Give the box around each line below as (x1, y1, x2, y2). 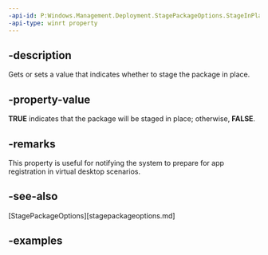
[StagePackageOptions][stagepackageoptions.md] (8, 210, 175, 220)
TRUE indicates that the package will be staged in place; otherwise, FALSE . (8, 114, 256, 124)
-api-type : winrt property (8, 19, 98, 27)
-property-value (8, 92, 91, 106)
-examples (8, 234, 63, 248)
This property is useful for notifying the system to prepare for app (8, 158, 225, 167)
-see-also (8, 190, 58, 203)
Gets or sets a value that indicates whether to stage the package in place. (8, 69, 250, 80)
